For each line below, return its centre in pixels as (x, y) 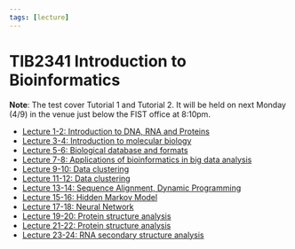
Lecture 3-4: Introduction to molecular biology (107, 140)
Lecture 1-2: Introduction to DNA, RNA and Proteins (116, 131)
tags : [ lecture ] (39, 17)
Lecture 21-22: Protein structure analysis (96, 225)
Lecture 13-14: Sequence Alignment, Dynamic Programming (132, 188)
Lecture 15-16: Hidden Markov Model (90, 197)
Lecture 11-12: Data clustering (76, 178)
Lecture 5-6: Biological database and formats (105, 150)
